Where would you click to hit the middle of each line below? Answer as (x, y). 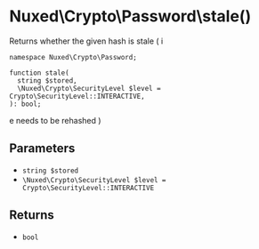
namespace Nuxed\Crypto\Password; (73, 57)
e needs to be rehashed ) (55, 120)
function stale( (39, 73)
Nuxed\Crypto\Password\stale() (130, 16)
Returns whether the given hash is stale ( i (86, 41)
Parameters (42, 149)
